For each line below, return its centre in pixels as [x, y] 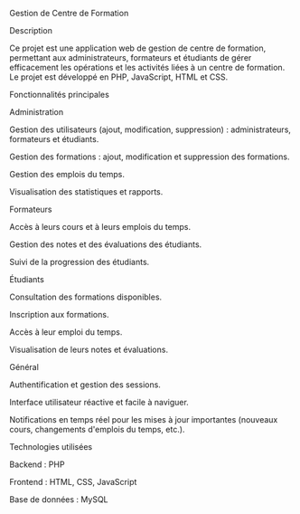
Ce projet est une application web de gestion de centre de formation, [138, 48]
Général [24, 367]
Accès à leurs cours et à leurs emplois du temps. [100, 227]
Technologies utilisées [51, 447]
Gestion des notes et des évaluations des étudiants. [106, 244]
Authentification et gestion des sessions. [85, 385]
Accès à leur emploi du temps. [66, 332]
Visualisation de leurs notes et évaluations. [89, 349]
